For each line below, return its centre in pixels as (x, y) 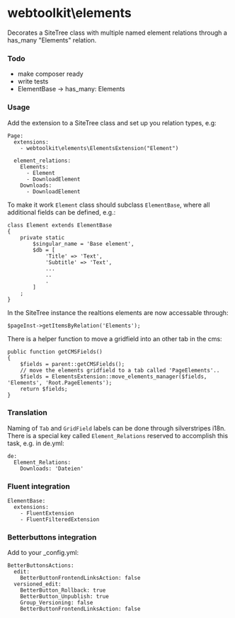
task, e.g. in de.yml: (36, 443)
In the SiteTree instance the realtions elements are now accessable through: (118, 312)
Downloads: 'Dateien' (52, 469)
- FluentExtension (47, 514)
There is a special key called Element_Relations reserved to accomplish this (118, 435)
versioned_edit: (38, 584)
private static (42, 238)
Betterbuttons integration (52, 537)
